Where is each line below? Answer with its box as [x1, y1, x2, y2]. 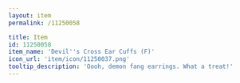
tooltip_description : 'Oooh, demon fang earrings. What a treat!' [8, 62, 234, 71]
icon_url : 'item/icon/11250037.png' [8, 55, 130, 63]
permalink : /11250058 [8, 19, 81, 27]
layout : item [8, 11, 52, 20]
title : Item [8, 33, 48, 41]
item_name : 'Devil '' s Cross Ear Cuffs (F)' [8, 48, 155, 56]
